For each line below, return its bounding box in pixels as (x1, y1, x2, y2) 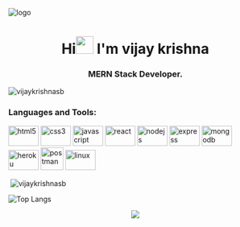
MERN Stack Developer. (88, 68, 183, 80)
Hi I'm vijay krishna (61, 40, 209, 58)
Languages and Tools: (8, 107, 97, 118)
